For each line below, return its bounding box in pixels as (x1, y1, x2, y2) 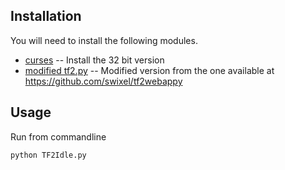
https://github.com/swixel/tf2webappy (24, 75, 183, 87)
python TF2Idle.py (10, 150, 87, 160)
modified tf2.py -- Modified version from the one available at (24, 64, 275, 76)
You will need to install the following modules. (10, 34, 198, 46)
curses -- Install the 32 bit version (24, 54, 165, 66)
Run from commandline (10, 130, 107, 143)
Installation (10, 8, 82, 25)
